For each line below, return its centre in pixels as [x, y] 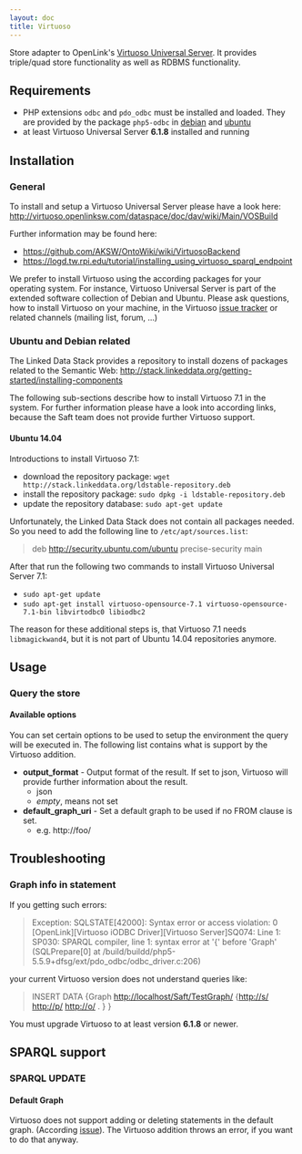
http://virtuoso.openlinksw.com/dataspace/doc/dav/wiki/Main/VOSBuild [144, 216]
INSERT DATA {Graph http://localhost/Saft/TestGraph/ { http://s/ [150, 996]
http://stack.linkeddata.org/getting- [186, 371]
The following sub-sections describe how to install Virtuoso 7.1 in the [138, 398]
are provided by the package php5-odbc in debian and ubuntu [137, 122]
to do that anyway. [44, 1139]
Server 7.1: [29, 576]
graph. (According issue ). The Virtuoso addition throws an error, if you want [151, 1130]
